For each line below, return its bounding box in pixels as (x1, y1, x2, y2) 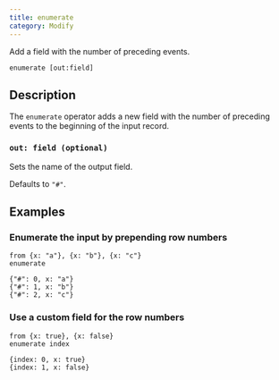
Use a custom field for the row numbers (9, 311, 185, 324)
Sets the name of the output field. (9, 161, 133, 172)
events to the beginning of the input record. (9, 121, 170, 131)
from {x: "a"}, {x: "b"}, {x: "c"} (9, 251, 142, 260)
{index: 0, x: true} (9, 355, 87, 364)
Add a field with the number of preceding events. (9, 46, 190, 56)
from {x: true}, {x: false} (9, 332, 114, 341)
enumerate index (9, 339, 70, 349)
